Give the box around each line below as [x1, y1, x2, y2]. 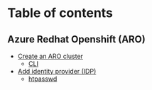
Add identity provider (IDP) [17, 67, 97, 75]
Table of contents [7, 5, 114, 21]
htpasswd [28, 74, 58, 83]
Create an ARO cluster [17, 52, 84, 60]
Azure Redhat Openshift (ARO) [7, 33, 146, 45]
